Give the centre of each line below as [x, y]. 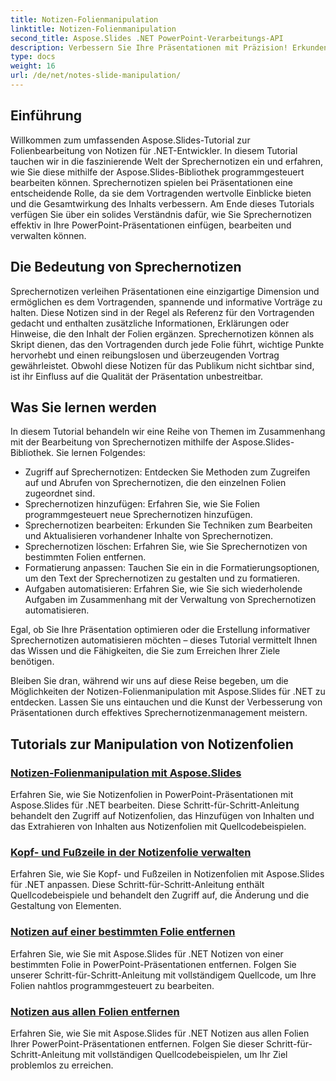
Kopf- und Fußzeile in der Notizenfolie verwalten [131, 852]
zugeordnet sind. [60, 493]
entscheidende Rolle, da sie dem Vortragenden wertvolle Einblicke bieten [161, 193]
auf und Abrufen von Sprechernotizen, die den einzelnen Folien [155, 483]
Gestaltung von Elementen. [66, 906]
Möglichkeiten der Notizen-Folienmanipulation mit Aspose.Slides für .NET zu [168, 692]
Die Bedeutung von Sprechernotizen [126, 267]
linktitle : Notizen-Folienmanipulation [93, 29]
